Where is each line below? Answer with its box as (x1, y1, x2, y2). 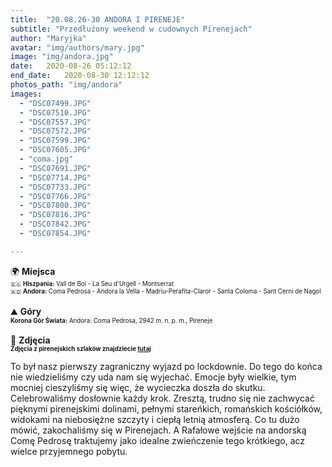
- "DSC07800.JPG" (19, 201, 92, 211)
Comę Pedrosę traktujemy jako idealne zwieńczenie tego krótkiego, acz (10, 434, 306, 446)
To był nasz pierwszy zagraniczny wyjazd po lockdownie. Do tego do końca (10, 360, 323, 372)
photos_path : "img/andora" (10, 80, 123, 90)
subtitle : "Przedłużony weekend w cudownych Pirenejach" (10, 24, 253, 34)
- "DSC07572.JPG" (19, 126, 92, 136)
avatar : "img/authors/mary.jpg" (10, 42, 145, 53)
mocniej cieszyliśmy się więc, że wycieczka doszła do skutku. (10, 381, 266, 393)
